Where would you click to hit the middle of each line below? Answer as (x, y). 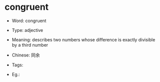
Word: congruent (29, 21)
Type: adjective (27, 30)
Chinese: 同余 (26, 55)
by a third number (30, 45)
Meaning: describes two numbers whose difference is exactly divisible (83, 40)
